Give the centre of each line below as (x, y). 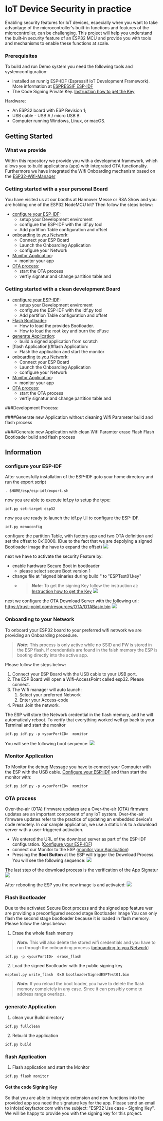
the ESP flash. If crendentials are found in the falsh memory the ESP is (87, 650)
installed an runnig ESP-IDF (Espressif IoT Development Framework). (81, 81)
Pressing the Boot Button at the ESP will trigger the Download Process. (83, 855)
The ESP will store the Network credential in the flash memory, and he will (79, 714)
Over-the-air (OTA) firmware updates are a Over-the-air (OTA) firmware (77, 809)
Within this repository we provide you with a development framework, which (81, 161)
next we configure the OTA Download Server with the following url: (72, 601)
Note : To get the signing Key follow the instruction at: (85, 586)
